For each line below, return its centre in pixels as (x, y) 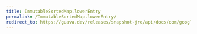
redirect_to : (22, 22)
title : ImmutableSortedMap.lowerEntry (53, 11)
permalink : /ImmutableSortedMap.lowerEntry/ (61, 17)
